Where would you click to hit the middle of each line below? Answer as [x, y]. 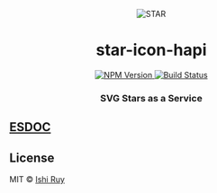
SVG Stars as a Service [151, 98]
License [32, 158]
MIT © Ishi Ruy [37, 180]
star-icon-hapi [151, 50]
